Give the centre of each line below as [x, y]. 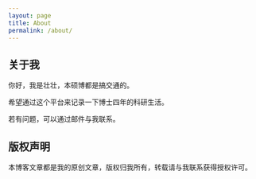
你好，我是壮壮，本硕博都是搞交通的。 [71, 85]
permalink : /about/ [41, 30]
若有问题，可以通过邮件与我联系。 [64, 119]
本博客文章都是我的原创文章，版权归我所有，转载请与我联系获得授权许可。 [130, 167]
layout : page [30, 16]
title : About [30, 23]
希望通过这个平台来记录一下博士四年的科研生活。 [88, 102]
